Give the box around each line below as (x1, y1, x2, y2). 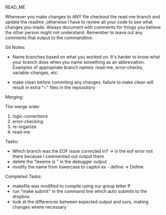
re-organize (12, 124, 37, 129)
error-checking (12, 119, 44, 124)
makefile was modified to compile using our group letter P (12, 183, 131, 189)
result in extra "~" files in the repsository (12, 85, 96, 90)
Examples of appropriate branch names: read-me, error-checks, (12, 64, 144, 70)
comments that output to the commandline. (5, 35, 93, 41)
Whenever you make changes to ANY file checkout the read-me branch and (5, 14, 160, 19)
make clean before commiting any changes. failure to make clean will (12, 79, 154, 85)
